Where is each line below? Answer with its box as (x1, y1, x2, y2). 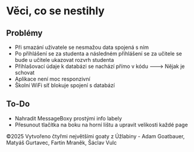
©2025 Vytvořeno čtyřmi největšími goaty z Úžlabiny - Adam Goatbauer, (6, 132, 185, 139)
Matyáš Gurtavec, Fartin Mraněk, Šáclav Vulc (6, 139, 117, 146)
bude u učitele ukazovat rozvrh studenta (14, 57, 114, 63)
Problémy (6, 28, 43, 38)
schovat (14, 69, 35, 76)
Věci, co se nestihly (6, 4, 105, 18)
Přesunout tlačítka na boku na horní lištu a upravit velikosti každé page (14, 121, 189, 128)
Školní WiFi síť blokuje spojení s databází (14, 82, 115, 89)
